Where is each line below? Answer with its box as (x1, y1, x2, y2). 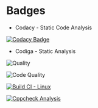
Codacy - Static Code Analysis (15, 24, 93, 31)
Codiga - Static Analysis (15, 47, 76, 55)
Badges (6, 4, 46, 18)
